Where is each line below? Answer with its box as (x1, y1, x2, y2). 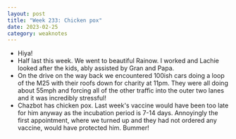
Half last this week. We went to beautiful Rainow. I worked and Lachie (17, 57, 220, 65)
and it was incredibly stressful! (17, 94, 107, 102)
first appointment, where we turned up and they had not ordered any (17, 117, 217, 125)
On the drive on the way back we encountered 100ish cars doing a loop (17, 72, 225, 80)
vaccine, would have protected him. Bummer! (17, 124, 149, 132)
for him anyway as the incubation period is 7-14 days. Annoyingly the (17, 109, 218, 117)
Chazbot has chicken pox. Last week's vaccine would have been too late (17, 101, 229, 110)
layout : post (7, 10, 46, 18)
